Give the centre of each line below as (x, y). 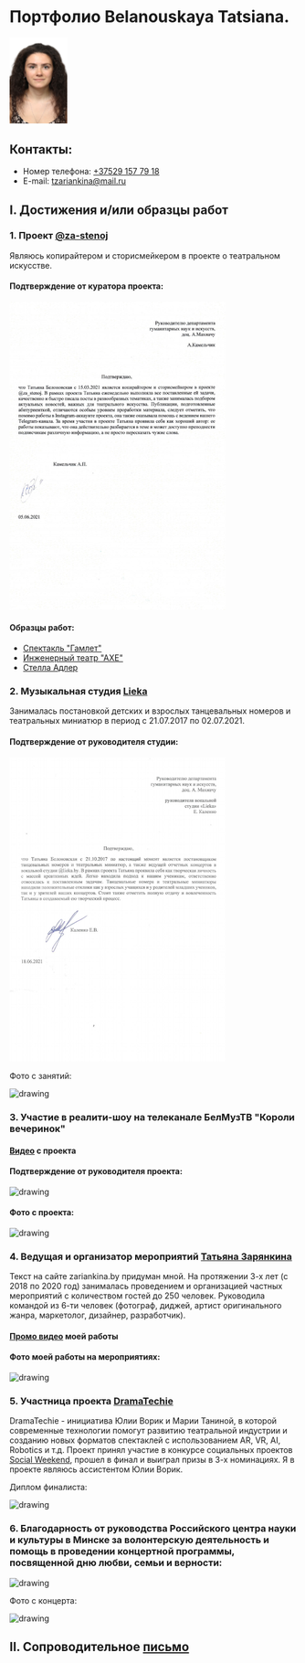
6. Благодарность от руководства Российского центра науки (153, 1529)
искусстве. (31, 265)
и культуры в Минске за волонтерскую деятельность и (139, 1540)
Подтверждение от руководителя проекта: (96, 1171)
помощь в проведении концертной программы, (122, 1552)
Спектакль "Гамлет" (62, 648)
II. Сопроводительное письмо (100, 1647)
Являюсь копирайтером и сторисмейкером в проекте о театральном (145, 255)
